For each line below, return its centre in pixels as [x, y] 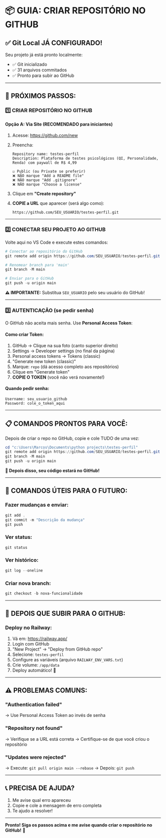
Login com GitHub [31, 644]
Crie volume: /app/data [36, 665]
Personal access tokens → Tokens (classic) [56, 356]
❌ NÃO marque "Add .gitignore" [45, 180]
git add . [15, 515]
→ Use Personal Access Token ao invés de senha [55, 715]
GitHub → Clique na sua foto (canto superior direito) [65, 345]
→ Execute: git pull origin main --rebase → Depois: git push [70, 768]
